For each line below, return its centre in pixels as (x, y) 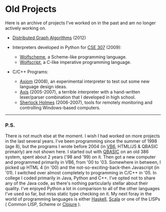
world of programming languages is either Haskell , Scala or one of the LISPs (83, 199)
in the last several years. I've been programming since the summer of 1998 (81, 141)
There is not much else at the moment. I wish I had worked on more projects (83, 136)
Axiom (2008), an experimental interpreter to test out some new (84, 81)
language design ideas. (43, 86)
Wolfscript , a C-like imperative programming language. (76, 62)
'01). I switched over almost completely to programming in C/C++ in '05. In (81, 173)
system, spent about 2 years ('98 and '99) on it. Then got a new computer (81, 157)
